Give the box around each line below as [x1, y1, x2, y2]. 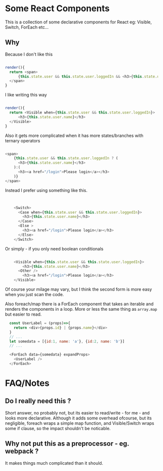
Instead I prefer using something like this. [5, 187, 88, 193]
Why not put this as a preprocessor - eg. [5, 439, 130, 448]
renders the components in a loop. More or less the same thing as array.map [5, 306, 158, 312]
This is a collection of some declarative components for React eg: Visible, [5, 19, 152, 25]
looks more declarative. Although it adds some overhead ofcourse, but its [5, 415, 152, 421]
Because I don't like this [5, 51, 53, 57]
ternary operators [5, 137, 40, 144]
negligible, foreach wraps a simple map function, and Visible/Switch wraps [5, 420, 154, 426]
